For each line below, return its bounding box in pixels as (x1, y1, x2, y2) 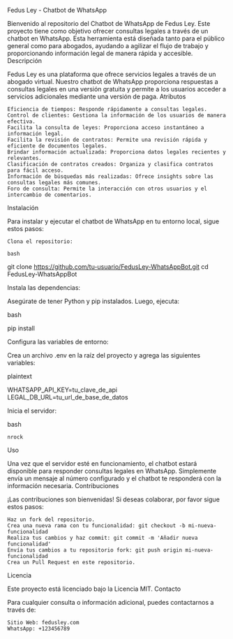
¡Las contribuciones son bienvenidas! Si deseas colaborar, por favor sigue (7, 495, 220, 504)
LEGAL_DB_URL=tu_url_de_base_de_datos (7, 393, 128, 401)
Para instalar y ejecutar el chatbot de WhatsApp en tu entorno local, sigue (7, 217, 220, 226)
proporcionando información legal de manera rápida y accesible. (7, 49, 193, 57)
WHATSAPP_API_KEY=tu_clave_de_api (7, 385, 117, 394)
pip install (7, 324, 35, 332)
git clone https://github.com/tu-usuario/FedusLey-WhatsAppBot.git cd (7, 263, 209, 271)
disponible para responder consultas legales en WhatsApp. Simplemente (7, 467, 217, 475)
